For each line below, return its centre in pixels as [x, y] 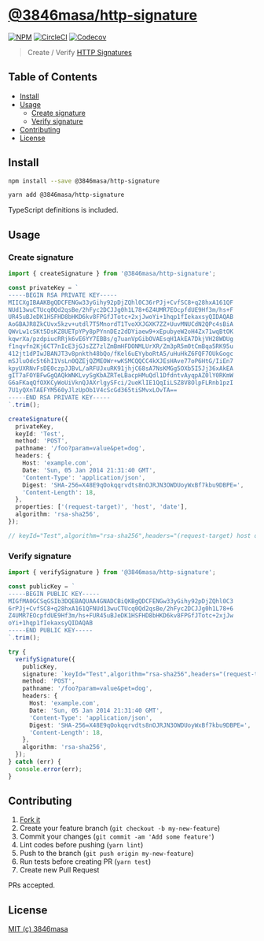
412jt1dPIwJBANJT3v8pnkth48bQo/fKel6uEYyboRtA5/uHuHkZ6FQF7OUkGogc [121, 354]
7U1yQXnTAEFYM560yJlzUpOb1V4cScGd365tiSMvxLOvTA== [93, 391]
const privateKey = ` [44, 287]
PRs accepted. [32, 885]
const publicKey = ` [42, 586]
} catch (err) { [35, 762]
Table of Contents [53, 77]
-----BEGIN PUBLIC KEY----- [54, 594]
